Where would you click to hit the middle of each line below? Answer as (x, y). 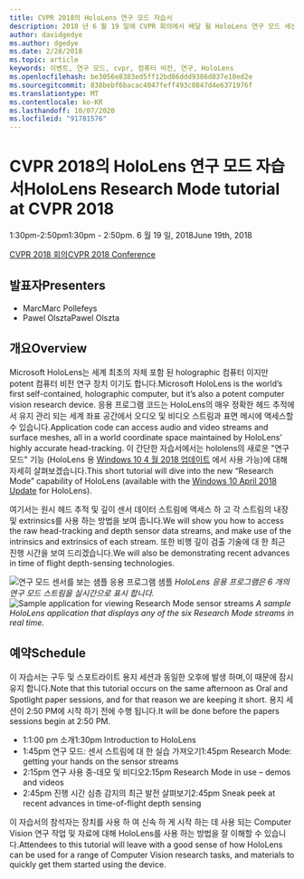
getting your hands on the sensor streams (100, 761)
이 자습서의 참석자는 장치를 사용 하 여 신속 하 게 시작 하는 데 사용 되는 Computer (151, 822)
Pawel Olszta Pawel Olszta (71, 317)
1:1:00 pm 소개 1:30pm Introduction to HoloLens (109, 739)
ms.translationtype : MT (54, 93)
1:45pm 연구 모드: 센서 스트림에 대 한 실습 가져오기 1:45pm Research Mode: (157, 751)
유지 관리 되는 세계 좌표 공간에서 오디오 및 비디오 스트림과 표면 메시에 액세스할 (156, 415)
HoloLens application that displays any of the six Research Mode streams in (152, 613)
